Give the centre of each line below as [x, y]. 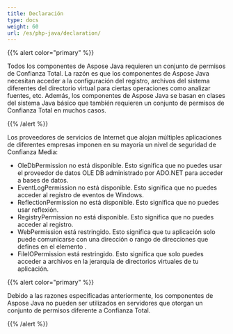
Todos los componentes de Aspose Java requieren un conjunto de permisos [116, 66]
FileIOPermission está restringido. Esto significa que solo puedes [110, 254]
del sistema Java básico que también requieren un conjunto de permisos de [116, 103]
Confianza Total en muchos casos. [57, 110]
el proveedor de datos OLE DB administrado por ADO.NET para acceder [120, 173]
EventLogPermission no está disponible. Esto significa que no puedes [117, 187]
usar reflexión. [38, 210]
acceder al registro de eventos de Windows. [80, 195]
